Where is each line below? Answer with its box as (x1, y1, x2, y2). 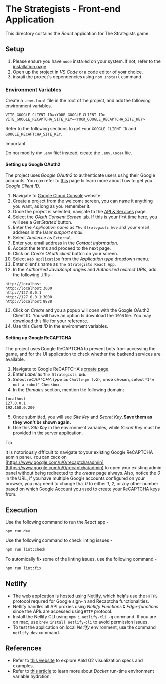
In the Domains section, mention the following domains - (12, 387, 128, 393)
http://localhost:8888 (5, 299, 52, 304)
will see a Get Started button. (12, 219, 72, 225)
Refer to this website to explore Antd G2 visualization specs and (12, 657, 143, 663)
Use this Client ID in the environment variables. (12, 323, 108, 329)
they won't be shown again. (12, 419, 71, 425)
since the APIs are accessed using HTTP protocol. (12, 608, 113, 614)
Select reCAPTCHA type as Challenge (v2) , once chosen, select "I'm (12, 377, 154, 382)
